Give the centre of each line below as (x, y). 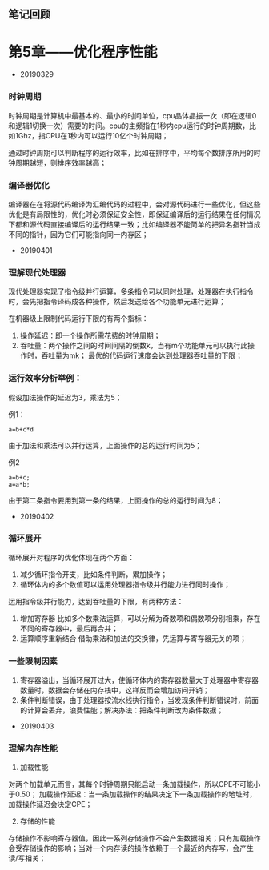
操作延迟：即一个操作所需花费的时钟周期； (90, 335)
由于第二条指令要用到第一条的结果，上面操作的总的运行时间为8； (116, 500)
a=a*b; (19, 484)
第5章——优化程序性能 (83, 52)
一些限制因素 (33, 661)
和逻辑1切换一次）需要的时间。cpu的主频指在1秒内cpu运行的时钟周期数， (129, 126)
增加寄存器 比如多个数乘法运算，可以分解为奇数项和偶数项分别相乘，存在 (140, 618)
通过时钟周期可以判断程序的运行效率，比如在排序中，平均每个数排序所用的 (131, 152)
